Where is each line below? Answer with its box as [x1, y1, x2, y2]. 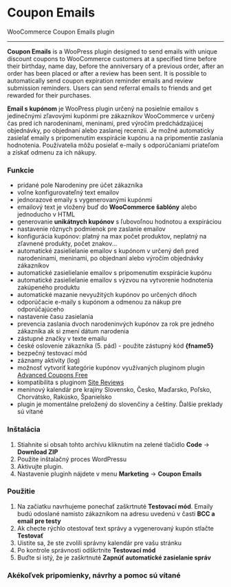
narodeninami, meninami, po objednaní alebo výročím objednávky [16, 254, 204, 263]
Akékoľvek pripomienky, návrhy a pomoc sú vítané [7, 571, 181, 580]
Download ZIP [16, 447, 58, 456]
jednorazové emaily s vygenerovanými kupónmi [16, 196, 153, 204]
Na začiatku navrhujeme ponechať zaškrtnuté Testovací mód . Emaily [16, 502, 213, 510]
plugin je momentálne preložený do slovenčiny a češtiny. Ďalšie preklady [16, 400, 223, 408]
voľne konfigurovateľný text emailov [16, 188, 120, 197]
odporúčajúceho [16, 305, 64, 313]
